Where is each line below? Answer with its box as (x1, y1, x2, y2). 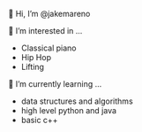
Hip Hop (20, 52, 52, 62)
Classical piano (20, 43, 77, 53)
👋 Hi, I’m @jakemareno (8, 9, 91, 19)
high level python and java (20, 105, 116, 115)
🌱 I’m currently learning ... (8, 79, 102, 89)
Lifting (20, 62, 45, 72)
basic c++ (20, 115, 58, 125)
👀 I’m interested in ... (8, 26, 83, 35)
